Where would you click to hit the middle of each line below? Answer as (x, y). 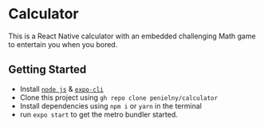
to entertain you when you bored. (63, 44)
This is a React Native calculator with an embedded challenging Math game (132, 36)
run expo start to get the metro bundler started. (99, 114)
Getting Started (47, 70)
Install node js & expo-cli (61, 89)
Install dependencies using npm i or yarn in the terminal (110, 105)
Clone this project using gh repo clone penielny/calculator (118, 97)
